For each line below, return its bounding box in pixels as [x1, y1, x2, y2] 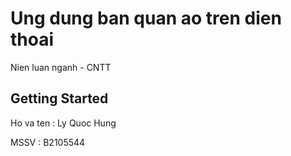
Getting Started [10, 90, 109, 107]
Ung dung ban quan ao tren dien [10, 7, 282, 30]
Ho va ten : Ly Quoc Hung [10, 117, 117, 129]
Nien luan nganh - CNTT [10, 61, 112, 73]
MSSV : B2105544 [10, 136, 86, 148]
